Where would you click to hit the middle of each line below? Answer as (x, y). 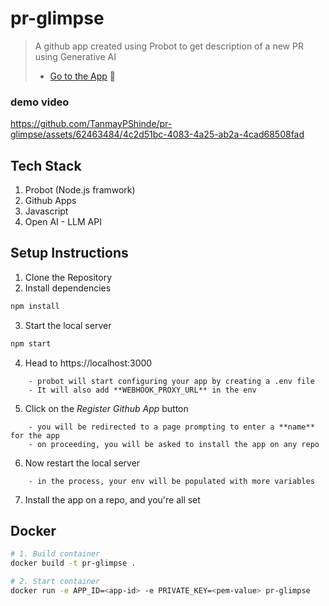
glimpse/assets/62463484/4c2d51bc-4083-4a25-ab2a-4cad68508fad (157, 134)
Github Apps (50, 201)
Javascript (46, 211)
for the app (35, 435)
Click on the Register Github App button (106, 408)
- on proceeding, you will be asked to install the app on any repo (174, 444)
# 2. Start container (55, 582)
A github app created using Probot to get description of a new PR (169, 46)
